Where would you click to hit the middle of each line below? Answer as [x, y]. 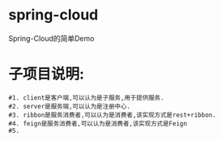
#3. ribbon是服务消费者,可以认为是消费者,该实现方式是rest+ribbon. [112, 115]
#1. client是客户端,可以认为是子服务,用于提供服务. [86, 98]
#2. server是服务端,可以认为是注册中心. [70, 106]
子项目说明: [47, 74]
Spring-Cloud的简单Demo [51, 38]
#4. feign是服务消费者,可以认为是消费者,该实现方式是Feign [98, 123]
